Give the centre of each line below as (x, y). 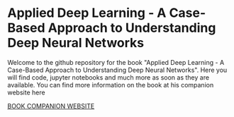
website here (26, 92)
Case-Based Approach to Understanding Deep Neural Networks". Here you (117, 70)
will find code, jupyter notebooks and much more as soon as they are (108, 77)
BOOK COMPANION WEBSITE (51, 106)
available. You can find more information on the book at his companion (111, 85)
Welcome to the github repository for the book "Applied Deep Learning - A (116, 62)
